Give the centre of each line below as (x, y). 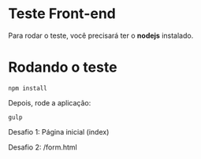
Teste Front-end (62, 14)
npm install (28, 88)
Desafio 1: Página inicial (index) (59, 131)
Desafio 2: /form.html (43, 147)
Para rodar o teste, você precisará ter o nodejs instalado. (101, 35)
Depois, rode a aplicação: (50, 102)
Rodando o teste (63, 67)
